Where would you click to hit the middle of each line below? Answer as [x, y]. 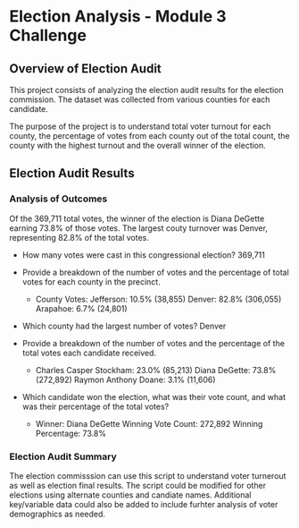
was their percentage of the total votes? [96, 406]
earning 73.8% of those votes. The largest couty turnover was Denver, [138, 228]
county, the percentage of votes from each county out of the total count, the [149, 136]
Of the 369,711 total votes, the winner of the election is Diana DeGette [137, 218]
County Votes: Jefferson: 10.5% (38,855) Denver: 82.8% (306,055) [158, 299]
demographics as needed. [57, 514]
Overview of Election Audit [86, 68]
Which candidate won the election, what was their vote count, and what [154, 396]
